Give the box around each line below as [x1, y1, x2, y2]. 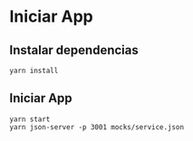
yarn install [9, 66, 59, 75]
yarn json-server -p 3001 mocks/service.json [9, 122, 184, 132]
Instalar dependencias [9, 42, 139, 58]
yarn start [9, 115, 51, 124]
